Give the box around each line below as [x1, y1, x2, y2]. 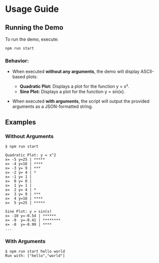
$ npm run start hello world [5, 249, 65, 254]
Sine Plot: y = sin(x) [5, 209, 52, 214]
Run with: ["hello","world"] [5, 254, 65, 259]
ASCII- [140, 68, 154, 75]
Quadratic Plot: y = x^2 [5, 153, 56, 158]
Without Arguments [5, 133, 54, 140]
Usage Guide [5, 3, 59, 15]
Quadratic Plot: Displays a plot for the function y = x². [19, 83, 130, 90]
